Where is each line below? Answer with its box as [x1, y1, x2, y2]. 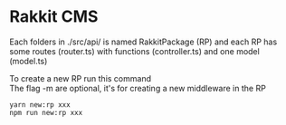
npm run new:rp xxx [9, 108, 83, 117]
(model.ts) [9, 55, 48, 66]
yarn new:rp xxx [9, 100, 71, 110]
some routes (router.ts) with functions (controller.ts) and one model [9, 45, 260, 56]
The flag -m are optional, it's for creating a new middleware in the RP [9, 82, 267, 93]
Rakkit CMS [9, 6, 99, 27]
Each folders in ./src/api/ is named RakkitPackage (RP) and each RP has [9, 36, 278, 47]
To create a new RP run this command [9, 72, 152, 83]
